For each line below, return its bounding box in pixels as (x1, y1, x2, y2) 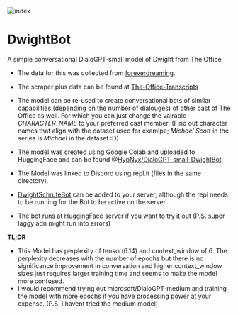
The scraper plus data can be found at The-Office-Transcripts (17, 82, 199, 91)
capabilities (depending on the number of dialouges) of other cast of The (17, 104, 231, 112)
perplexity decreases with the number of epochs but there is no (17, 254, 204, 262)
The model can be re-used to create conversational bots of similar (17, 96, 211, 104)
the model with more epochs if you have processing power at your (17, 292, 212, 300)
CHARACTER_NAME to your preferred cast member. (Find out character (17, 118, 228, 127)
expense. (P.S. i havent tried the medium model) (17, 299, 158, 308)
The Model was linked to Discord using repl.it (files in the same (17, 169, 202, 177)
